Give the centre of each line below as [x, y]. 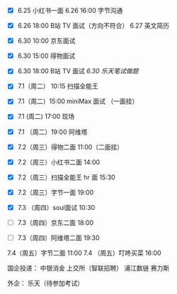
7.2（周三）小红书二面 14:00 [59, 162]
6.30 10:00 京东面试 [46, 41]
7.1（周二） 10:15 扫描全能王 [58, 86]
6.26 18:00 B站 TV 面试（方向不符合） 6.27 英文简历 [93, 26]
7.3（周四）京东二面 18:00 [56, 222]
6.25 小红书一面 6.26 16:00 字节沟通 [70, 10]
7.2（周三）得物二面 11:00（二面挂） [70, 147]
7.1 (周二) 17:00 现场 [46, 117]
